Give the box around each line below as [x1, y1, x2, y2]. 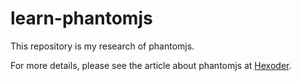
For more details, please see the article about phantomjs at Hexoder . [10, 59, 292, 71]
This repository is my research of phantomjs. [10, 40, 195, 52]
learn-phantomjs [10, 7, 153, 30]
